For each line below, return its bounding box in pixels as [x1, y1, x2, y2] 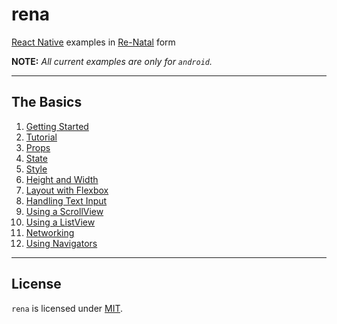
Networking [25, 226, 75, 238]
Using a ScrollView [25, 205, 104, 217]
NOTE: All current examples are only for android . [11, 55, 213, 67]
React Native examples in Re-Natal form [11, 36, 176, 48]
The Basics [11, 94, 83, 111]
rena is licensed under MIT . [11, 302, 124, 314]
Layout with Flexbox [25, 184, 109, 196]
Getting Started [25, 120, 89, 132]
